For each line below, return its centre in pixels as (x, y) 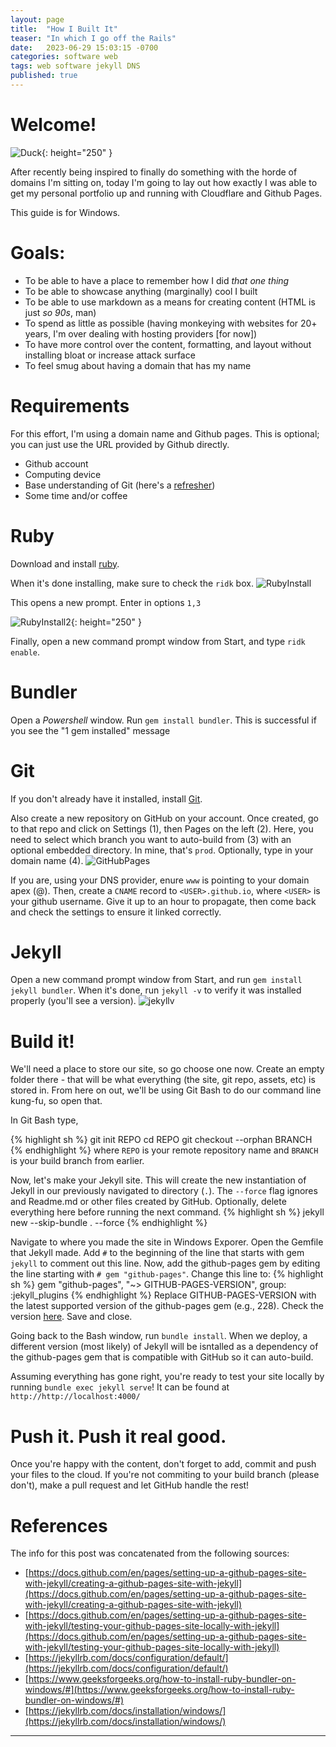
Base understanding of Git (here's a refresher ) (120, 485)
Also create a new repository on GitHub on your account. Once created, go (165, 818)
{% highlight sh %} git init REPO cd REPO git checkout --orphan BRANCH (161, 1140)
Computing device (63, 474)
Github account (56, 463)
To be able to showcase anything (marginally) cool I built (141, 291)
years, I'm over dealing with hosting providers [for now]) (141, 333)
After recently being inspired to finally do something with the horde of (154, 172)
